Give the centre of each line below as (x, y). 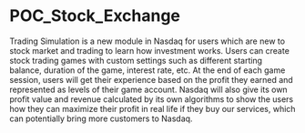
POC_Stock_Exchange (95, 16)
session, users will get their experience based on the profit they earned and (151, 79)
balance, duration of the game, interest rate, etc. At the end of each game (147, 70)
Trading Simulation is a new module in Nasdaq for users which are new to (147, 41)
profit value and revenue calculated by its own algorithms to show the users (152, 99)
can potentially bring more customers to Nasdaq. (101, 118)
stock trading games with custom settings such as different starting (136, 60)
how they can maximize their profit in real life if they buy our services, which (152, 108)
